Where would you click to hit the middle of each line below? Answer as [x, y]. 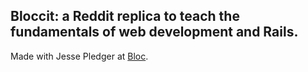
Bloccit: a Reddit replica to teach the [125, 16]
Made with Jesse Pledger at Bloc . [79, 56]
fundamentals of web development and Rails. [154, 32]
